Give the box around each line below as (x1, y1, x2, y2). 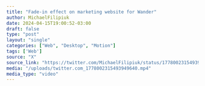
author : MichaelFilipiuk (6, 15, 70, 21)
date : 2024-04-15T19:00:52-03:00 (6, 20, 92, 26)
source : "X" (6, 54, 37, 60)
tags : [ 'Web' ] (6, 48, 43, 55)
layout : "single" (6, 37, 51, 43)
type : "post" (6, 31, 40, 38)
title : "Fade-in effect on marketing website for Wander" (6, 8, 157, 15)
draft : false (6, 25, 40, 32)
